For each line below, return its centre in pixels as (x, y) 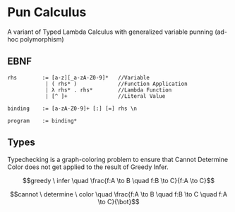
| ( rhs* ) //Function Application (116, 84)
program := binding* (42, 120)
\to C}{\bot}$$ (119, 201)
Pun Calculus (47, 12)
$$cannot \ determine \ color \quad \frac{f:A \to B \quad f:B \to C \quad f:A (119, 194)
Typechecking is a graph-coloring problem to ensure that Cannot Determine (117, 159)
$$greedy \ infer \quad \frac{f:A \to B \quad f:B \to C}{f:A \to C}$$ (119, 180)
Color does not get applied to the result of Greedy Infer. (88, 167)
